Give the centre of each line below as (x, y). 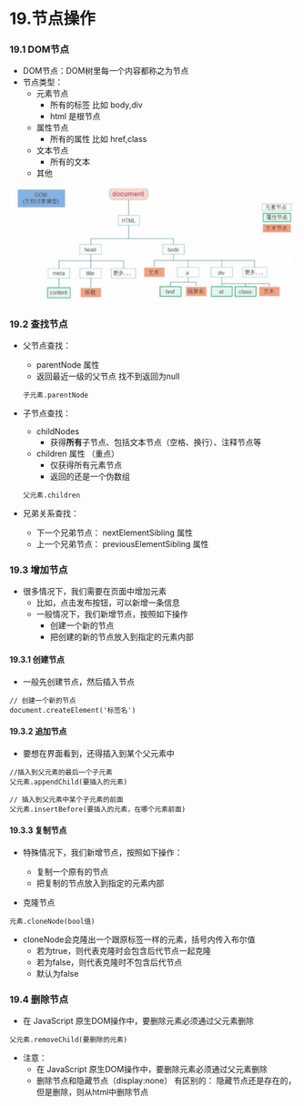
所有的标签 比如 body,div (96, 105)
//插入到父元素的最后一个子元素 (61, 772)
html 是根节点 (75, 117)
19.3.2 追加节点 (38, 731)
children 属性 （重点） (78, 454)
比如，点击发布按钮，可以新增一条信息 (108, 603)
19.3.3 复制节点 (38, 830)
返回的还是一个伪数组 (90, 477)
